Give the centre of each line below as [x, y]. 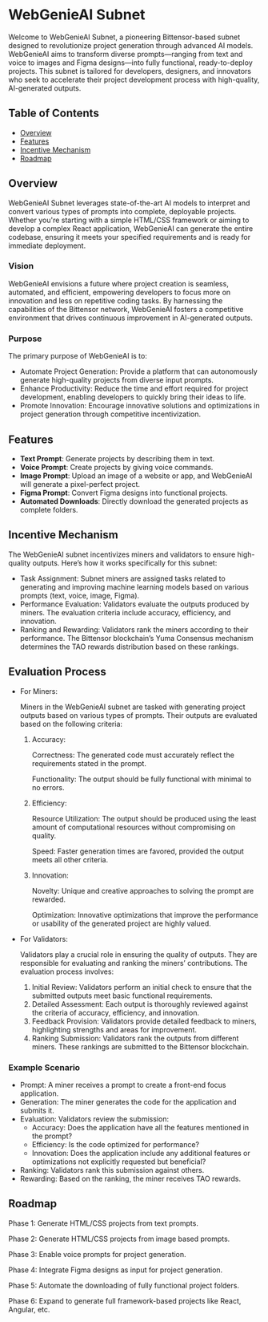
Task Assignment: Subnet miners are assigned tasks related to [122, 578]
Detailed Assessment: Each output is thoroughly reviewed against [140, 1004]
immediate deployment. [47, 245]
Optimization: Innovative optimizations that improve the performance [145, 914]
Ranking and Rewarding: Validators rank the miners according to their [134, 629]
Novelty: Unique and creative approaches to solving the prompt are [143, 890]
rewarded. [49, 899]
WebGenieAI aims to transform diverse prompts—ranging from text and [126, 54]
